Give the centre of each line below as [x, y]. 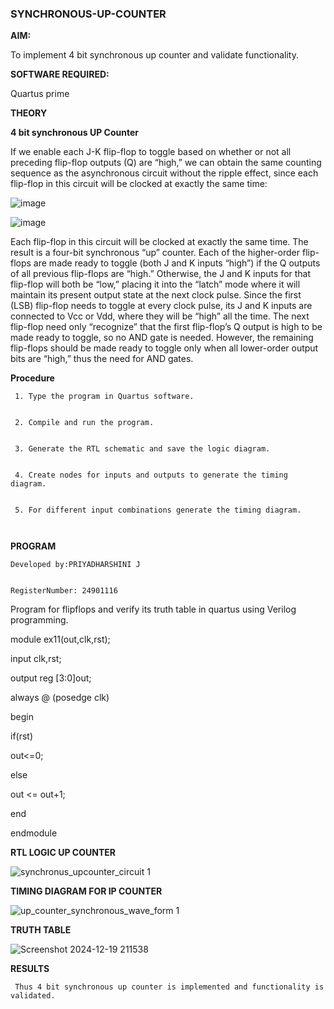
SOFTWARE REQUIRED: [60, 74]
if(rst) [22, 736]
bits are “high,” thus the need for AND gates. [102, 359]
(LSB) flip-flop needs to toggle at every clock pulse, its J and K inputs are [161, 306]
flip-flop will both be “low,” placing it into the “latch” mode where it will [155, 284]
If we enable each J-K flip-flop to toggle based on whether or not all [151, 152]
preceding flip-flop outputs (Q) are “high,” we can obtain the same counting [166, 163]
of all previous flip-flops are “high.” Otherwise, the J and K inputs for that [161, 274]
